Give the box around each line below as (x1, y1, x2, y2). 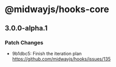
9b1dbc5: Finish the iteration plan (12, 50, 82, 56)
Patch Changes (5, 39, 44, 46)
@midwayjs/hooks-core (5, 4, 109, 15)
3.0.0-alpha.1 (5, 24, 48, 32)
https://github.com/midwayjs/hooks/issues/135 (12, 56, 111, 62)
